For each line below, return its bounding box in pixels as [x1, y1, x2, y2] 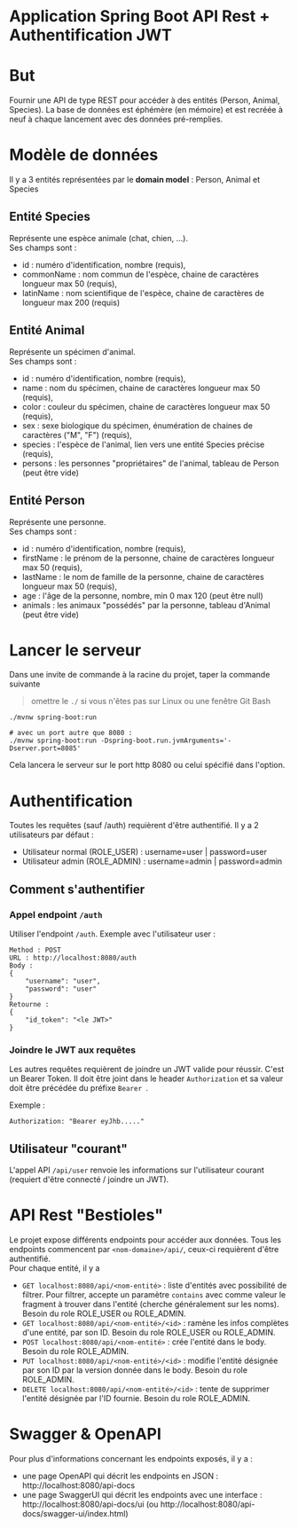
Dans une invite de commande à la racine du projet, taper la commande [9, 670, 271, 680]
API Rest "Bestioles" [9, 1205, 164, 1226]
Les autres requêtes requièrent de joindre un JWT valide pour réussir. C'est [9, 1064, 285, 1075]
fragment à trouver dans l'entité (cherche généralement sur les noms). [21, 1299, 279, 1310]
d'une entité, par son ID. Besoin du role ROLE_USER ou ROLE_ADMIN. [21, 1328, 277, 1338]
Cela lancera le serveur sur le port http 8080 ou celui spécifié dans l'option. [9, 760, 286, 771]
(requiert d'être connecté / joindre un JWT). [9, 1174, 169, 1185]
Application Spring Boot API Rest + [9, 6, 271, 27]
